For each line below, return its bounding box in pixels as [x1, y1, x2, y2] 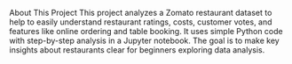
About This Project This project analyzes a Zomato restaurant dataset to [9, 8, 272, 18]
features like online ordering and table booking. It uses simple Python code [9, 26, 283, 36]
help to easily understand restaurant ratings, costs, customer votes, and [9, 17, 272, 27]
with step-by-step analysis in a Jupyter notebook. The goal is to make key [9, 35, 280, 46]
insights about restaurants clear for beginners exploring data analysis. [9, 45, 265, 55]
